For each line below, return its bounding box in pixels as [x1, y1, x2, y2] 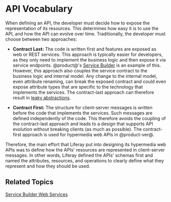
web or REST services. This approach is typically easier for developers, [12, 51, 163, 57]
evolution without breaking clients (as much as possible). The [12, 126, 142, 132]
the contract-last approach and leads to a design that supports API [12, 121, 153, 127]
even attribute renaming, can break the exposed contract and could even [12, 78, 166, 84]
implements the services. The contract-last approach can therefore [12, 89, 154, 95]
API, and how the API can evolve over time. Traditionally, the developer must [5, 31, 166, 37]
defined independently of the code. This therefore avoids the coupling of [12, 115, 166, 121]
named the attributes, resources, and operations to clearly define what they [5, 157, 164, 163]
